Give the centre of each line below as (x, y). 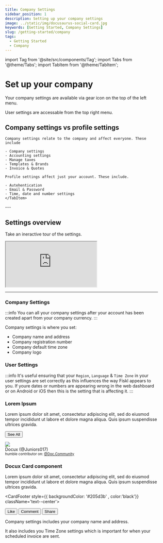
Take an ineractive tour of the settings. (44, 234)
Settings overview (33, 222)
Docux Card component (34, 466)
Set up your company (49, 84)
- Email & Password (25, 190)
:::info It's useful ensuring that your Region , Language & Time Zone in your (77, 375)
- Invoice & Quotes (25, 169)
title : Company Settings (30, 9)
